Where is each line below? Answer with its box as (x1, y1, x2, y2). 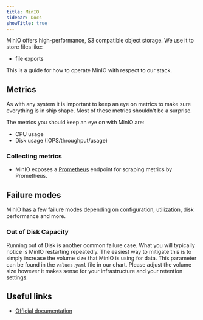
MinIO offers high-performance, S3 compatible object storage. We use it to (6, 37, 194, 44)
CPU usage (15, 131, 44, 138)
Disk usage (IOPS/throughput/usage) (15, 137, 108, 145)
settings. (6, 274, 29, 281)
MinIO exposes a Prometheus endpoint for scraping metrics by (15, 166, 173, 173)
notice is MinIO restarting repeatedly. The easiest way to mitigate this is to (6, 248, 192, 255)
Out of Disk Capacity (6, 228, 69, 236)
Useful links (6, 291, 53, 301)
